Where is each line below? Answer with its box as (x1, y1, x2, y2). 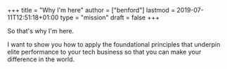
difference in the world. (7, 55, 75, 63)
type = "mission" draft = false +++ (60, 13, 160, 22)
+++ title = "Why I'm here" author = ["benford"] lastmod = (7, 6, 176, 14)
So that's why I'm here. (7, 27, 74, 35)
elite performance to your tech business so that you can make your (7, 48, 202, 56)
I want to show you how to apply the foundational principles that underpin (7, 40, 221, 48)
